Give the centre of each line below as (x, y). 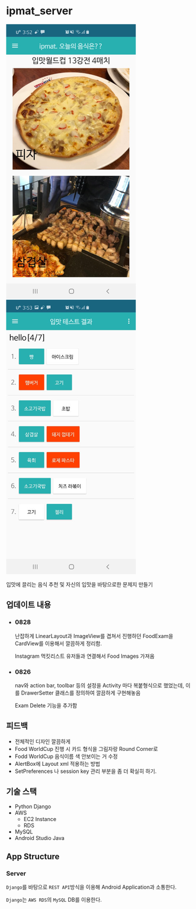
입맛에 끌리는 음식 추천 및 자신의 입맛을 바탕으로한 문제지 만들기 (80, 584)
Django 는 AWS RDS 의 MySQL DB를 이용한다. (54, 900)
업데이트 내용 (29, 605)
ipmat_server (39, 11)
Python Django (33, 806)
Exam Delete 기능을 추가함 (46, 705)
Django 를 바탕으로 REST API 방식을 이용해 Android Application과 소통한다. (91, 887)
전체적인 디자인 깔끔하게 (43, 741)
